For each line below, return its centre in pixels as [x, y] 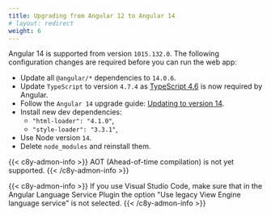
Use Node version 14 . [56, 138]
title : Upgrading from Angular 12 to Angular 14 [92, 16]
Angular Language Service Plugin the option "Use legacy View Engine [125, 195]
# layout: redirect [41, 23]
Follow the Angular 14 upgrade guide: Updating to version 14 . [122, 104]
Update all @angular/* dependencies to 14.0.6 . [98, 78]
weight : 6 [25, 31]
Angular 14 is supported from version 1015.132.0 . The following [114, 54]
